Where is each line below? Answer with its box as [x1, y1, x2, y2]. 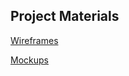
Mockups [10, 54, 49, 66]
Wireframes [10, 34, 59, 46]
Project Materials [10, 8, 120, 25]
